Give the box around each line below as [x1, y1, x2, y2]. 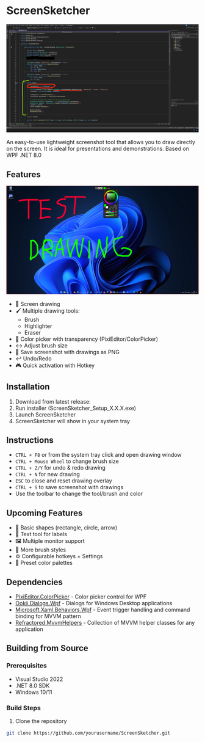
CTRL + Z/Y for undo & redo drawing [15, 464, 106, 471]
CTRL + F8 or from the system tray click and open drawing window [15, 451, 182, 459]
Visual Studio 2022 [15, 675, 63, 683]
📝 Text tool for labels [15, 531, 67, 538]
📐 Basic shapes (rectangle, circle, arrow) [15, 524, 118, 531]
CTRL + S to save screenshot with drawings [15, 484, 124, 491]
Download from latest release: [15, 398, 91, 405]
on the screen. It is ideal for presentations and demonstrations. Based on [6, 145, 189, 153]
